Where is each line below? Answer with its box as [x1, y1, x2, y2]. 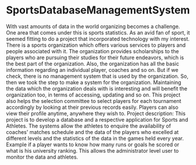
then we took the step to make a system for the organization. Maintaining [6, 78, 182, 85]
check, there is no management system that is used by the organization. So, [6, 73, 188, 80]
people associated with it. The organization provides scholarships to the [6, 47, 179, 54]
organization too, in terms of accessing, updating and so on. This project [6, 91, 181, 98]
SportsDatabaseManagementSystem [6, 4, 190, 17]
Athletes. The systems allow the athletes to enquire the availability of [6, 122, 171, 129]
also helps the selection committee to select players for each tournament [6, 97, 182, 104]
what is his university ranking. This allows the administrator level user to [6, 147, 179, 154]
